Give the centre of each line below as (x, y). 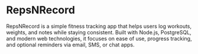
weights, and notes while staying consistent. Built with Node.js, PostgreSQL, (99, 32)
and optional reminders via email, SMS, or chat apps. (70, 45)
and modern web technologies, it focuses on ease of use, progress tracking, (99, 38)
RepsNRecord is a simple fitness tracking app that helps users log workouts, (99, 26)
